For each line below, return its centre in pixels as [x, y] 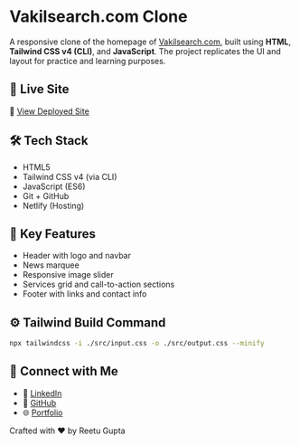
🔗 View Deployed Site [50, 111]
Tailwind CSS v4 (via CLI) [70, 176]
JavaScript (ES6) [54, 186]
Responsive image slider [68, 275]
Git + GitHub [46, 195]
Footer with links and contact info [84, 294]
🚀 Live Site [39, 89]
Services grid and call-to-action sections [98, 284]
